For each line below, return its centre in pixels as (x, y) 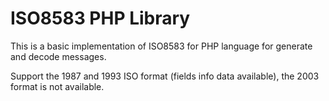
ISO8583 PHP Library (100, 18)
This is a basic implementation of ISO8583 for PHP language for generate (161, 46)
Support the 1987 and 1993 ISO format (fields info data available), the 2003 (165, 76)
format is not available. (57, 86)
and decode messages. (58, 56)
